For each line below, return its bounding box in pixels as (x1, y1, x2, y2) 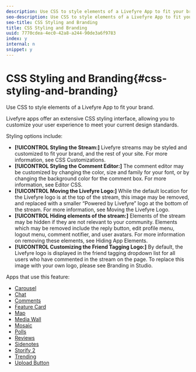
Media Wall (14, 315, 42, 322)
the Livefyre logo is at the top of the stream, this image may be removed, (14, 194, 190, 201)
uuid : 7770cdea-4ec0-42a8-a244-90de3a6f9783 (6, 30, 116, 36)
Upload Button (14, 359, 50, 366)
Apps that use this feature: (6, 273, 70, 280)
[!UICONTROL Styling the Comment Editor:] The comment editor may (14, 162, 184, 170)
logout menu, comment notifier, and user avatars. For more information (14, 230, 185, 237)
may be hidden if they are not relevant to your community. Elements (14, 218, 178, 225)
